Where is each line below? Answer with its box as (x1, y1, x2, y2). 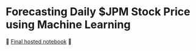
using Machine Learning (5, 18, 131, 32)
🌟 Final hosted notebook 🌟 (5, 38, 72, 45)
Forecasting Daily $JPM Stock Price (5, 5, 191, 19)
